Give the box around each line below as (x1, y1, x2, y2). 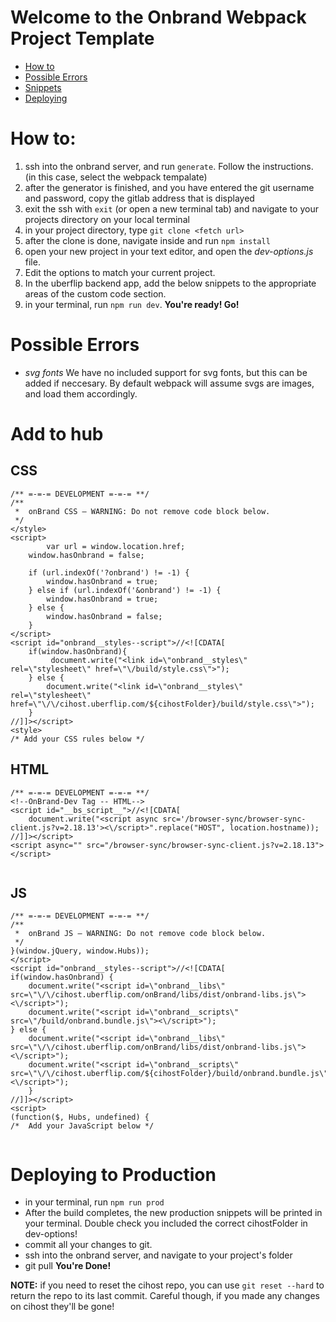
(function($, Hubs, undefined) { (10, 1112, 150, 1123)
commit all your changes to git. (24, 1239, 153, 1251)
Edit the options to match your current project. (24, 266, 216, 278)
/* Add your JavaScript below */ (10, 1121, 155, 1131)
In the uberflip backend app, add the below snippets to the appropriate (24, 277, 317, 289)
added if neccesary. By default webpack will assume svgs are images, (24, 377, 315, 389)
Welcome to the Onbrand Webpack (10, 6, 307, 29)
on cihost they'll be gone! (10, 1301, 115, 1313)
